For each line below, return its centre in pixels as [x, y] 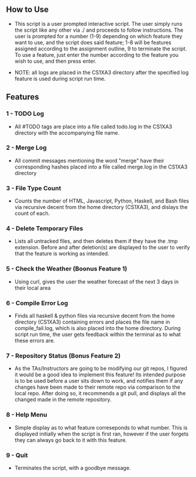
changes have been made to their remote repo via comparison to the [97, 387]
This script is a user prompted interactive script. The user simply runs [98, 23]
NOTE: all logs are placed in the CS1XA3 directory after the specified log [102, 72]
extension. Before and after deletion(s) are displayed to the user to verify [102, 248]
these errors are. [35, 340]
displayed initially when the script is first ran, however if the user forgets [102, 434]
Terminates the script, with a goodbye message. [73, 468]
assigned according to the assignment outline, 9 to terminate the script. [101, 49]
